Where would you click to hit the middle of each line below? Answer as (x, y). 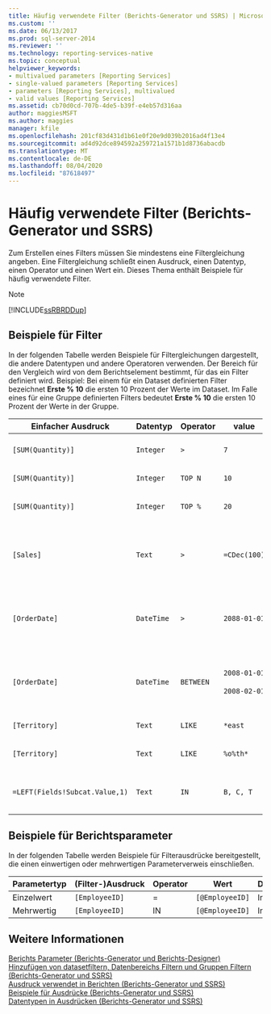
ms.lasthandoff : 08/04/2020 (56, 166)
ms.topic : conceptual (45, 61)
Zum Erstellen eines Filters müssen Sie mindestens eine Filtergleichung (127, 253)
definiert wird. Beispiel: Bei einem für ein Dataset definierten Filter (118, 380)
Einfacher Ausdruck (71, 426)
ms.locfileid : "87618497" (52, 174)
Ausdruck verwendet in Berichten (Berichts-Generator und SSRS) (117, 984)
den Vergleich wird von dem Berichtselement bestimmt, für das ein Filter (129, 371)
